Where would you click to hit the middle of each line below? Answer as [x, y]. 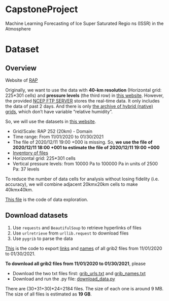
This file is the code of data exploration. [47, 199]
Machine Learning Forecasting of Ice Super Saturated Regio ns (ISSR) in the [84, 23]
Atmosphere [18, 28]
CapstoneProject [42, 9]
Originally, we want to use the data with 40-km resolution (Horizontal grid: [83, 90]
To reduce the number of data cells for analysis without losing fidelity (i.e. [82, 179]
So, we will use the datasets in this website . [51, 121]
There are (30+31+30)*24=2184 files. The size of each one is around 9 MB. [84, 288]
